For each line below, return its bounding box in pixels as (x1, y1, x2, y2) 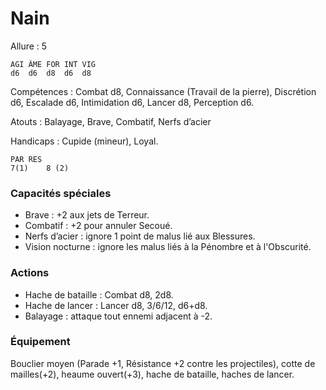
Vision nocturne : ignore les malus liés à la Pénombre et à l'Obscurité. (24, 241, 312, 253)
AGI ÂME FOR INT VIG (10, 59, 97, 69)
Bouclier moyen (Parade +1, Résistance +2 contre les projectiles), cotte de (10, 357, 316, 369)
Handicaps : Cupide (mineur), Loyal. (10, 135, 159, 147)
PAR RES (10, 154, 43, 164)
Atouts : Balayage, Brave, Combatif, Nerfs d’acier (10, 115, 212, 127)
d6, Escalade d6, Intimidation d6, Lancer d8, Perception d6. (10, 96, 255, 108)
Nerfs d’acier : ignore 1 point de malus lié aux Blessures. (24, 230, 256, 242)
